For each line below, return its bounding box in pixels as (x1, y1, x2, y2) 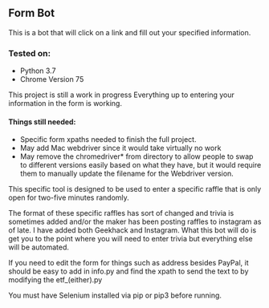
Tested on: (8, 47, 51, 59)
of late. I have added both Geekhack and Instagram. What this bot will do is (8, 225, 257, 235)
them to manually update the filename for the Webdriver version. (19, 168, 234, 179)
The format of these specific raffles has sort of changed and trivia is (8, 209, 234, 218)
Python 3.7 (19, 66, 56, 75)
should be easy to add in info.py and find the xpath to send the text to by (8, 266, 249, 276)
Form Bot (8, 6, 55, 20)
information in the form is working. (8, 99, 123, 108)
